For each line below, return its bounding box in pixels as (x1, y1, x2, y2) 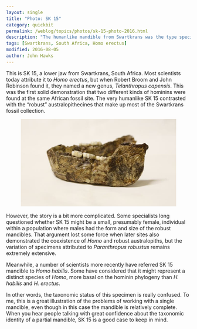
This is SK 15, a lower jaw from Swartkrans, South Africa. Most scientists (6, 69, 181, 76)
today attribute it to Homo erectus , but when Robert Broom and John (6, 76, 172, 83)
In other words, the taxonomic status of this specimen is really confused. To (6, 291, 189, 298)
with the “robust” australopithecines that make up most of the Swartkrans (6, 100, 184, 108)
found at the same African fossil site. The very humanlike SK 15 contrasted (6, 95, 186, 102)
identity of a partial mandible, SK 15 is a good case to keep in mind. (6, 316, 168, 323)
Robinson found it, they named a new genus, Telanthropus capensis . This (6, 82, 184, 89)
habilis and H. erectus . (6, 280, 60, 287)
